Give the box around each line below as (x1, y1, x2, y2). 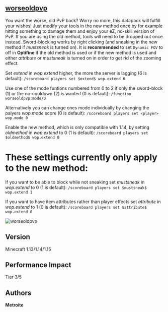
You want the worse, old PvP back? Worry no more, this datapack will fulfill (5, 17, 161, 23)
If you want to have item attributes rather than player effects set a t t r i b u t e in (5, 199, 161, 205)
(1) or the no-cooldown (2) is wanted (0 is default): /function (5, 90, 132, 96)
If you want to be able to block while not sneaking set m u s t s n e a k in (5, 179, 145, 185)
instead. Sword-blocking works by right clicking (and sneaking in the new (5, 39, 157, 45)
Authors (5, 288, 32, 297)
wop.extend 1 (5, 190, 33, 195)
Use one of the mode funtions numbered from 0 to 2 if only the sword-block (5, 85, 163, 91)
